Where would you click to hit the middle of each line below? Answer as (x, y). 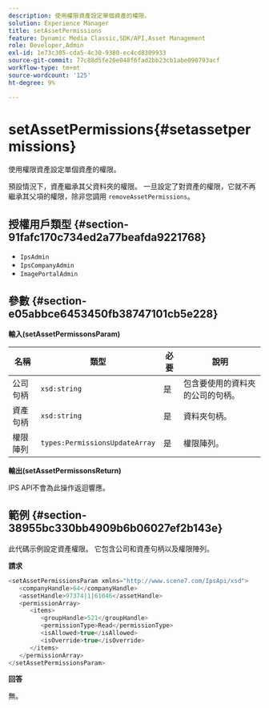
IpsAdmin (34, 257)
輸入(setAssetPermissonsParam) (64, 334)
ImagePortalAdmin (49, 274)
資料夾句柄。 (207, 416)
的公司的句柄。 (211, 396)
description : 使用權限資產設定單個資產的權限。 (79, 16)
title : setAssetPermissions (55, 30)
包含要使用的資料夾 (219, 384)
